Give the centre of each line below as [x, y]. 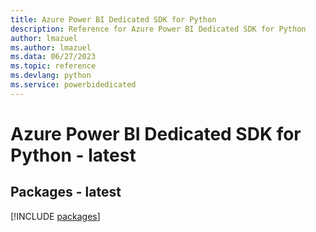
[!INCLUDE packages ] [55, 216]
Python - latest [73, 155]
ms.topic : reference [53, 66]
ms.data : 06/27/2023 [53, 57]
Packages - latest [66, 192]
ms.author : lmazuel [51, 47]
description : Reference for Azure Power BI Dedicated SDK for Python [158, 29]
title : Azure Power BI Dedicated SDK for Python [113, 19]
